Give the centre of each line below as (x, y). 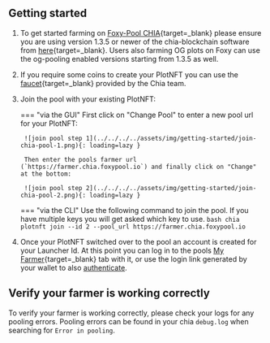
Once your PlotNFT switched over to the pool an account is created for (138, 241)
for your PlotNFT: (49, 123)
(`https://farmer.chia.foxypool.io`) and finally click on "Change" (138, 167)
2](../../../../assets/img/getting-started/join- (171, 188)
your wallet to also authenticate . (73, 267)
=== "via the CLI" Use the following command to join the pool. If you (134, 210)
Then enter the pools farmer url (80, 159)
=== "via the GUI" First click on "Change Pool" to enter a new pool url (137, 115)
